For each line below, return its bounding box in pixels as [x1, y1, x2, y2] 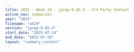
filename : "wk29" [5, 21, 41, 26]
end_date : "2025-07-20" [5, 35, 54, 40]
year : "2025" [5, 16, 32, 21]
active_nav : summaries [5, 12, 52, 17]
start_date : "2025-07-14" [5, 30, 58, 35]
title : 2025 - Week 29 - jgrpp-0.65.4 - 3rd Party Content [5, 7, 130, 12]
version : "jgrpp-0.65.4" [5, 26, 56, 31]
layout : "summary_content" [5, 40, 61, 45]
